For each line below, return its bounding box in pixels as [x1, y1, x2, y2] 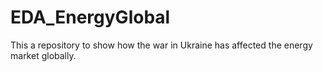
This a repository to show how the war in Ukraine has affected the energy [10, 39, 313, 51]
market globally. [10, 49, 77, 61]
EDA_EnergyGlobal [10, 6, 171, 29]
